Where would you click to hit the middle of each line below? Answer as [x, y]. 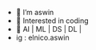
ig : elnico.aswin [42, 37]
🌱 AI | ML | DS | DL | [49, 29]
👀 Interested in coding [52, 21]
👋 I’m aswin [35, 12]
